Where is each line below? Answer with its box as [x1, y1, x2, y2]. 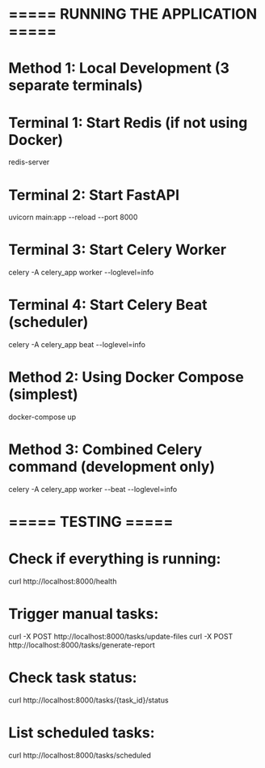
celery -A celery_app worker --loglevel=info [8, 268, 154, 278]
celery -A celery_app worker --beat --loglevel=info [8, 485, 178, 494]
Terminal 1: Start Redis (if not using [8, 113, 248, 132]
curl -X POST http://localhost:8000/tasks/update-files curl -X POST [8, 632, 233, 642]
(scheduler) [8, 313, 89, 332]
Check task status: [8, 668, 137, 687]
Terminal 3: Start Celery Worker [8, 240, 227, 259]
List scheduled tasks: [8, 723, 155, 742]
